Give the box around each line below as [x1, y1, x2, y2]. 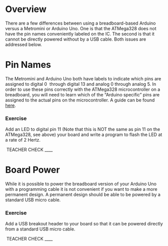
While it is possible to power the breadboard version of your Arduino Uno [5, 181, 157, 187]
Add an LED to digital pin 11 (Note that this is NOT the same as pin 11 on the [5, 127, 160, 133]
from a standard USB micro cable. [5, 226, 75, 232]
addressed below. [5, 41, 42, 47]
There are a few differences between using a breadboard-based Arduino [5, 20, 156, 26]
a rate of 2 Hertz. [5, 137, 41, 143]
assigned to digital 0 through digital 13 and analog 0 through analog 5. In [5, 81, 156, 87]
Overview [5, 4, 47, 15]
